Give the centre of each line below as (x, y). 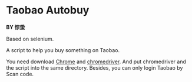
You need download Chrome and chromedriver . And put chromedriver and (96, 61)
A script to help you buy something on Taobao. (63, 50)
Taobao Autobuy (48, 10)
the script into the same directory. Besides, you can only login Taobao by (95, 67)
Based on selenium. (30, 39)
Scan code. (20, 74)
